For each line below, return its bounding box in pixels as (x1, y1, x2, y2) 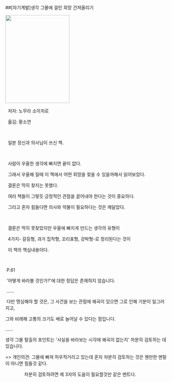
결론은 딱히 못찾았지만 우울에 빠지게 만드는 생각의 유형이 (7, 225, 120, 231)
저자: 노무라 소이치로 (7, 108, 49, 114)
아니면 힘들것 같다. (10, 360, 48, 366)
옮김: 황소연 (7, 119, 32, 125)
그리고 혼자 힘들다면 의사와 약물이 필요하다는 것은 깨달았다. (7, 204, 125, 210)
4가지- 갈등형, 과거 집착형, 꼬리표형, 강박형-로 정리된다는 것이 (7, 236, 131, 242)
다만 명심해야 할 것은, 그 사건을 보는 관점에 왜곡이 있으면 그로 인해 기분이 (6, 298, 151, 304)
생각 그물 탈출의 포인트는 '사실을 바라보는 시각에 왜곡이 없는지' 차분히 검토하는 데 (5, 337, 166, 342)
